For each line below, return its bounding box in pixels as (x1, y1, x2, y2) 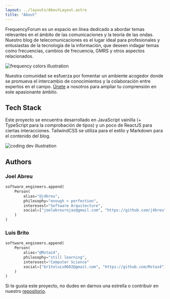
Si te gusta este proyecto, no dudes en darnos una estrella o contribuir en (5, 283, 159, 289)
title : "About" (5, 12, 37, 17)
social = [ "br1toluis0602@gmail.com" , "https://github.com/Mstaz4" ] (23, 264, 166, 269)
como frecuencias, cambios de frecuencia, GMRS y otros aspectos (5, 48, 145, 54)
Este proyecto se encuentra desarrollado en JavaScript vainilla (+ (5, 117, 142, 123)
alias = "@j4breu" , (23, 194, 60, 199)
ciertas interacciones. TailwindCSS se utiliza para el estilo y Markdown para (5, 128, 163, 134)
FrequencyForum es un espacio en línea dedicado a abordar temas (5, 26, 145, 32)
